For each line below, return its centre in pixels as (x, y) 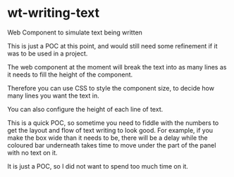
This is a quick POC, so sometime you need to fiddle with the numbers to (113, 123)
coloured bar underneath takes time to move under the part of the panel (112, 145)
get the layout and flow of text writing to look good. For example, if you (110, 130)
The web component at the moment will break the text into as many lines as (117, 67)
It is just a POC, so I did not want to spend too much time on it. (98, 166)
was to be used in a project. (48, 53)
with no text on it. (32, 152)
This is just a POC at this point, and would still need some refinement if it (112, 46)
